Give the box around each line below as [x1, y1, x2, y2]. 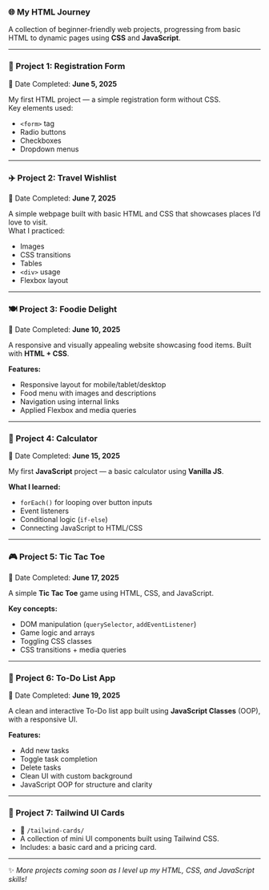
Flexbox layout [19, 275, 69, 285]
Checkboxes [19, 136, 62, 145]
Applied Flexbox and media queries [19, 406, 137, 415]
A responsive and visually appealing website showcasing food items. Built [8, 340, 252, 350]
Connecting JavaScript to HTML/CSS [19, 524, 143, 533]
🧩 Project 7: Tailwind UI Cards [8, 807, 126, 818]
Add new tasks [19, 746, 70, 755]
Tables [19, 258, 42, 268]
